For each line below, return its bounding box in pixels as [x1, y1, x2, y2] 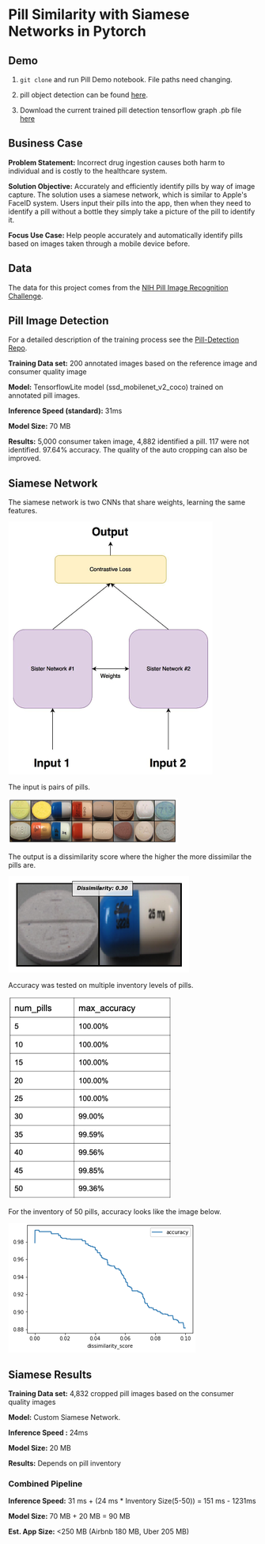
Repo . [8, 343, 28, 353]
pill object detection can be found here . [19, 90, 149, 100]
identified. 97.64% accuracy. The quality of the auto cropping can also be [8, 445, 248, 455]
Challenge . [8, 291, 44, 301]
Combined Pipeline [8, 1478, 83, 1489]
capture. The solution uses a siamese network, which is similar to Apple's [8, 190, 248, 199]
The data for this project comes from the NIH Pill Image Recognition [8, 282, 229, 292]
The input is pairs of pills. [8, 782, 91, 792]
